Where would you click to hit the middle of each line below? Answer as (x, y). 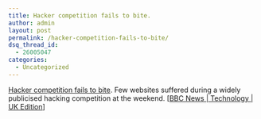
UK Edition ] (27, 106)
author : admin (32, 23)
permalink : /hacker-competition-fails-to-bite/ (89, 38)
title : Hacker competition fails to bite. (80, 15)
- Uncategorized (42, 67)
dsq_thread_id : (33, 45)
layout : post (30, 30)
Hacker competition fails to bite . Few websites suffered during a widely (125, 90)
